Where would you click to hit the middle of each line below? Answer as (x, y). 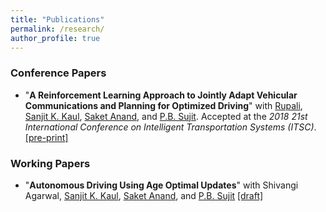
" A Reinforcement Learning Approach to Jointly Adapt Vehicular (161, 95)
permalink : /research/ (57, 29)
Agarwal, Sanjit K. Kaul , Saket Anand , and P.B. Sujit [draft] (144, 195)
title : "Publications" (57, 19)
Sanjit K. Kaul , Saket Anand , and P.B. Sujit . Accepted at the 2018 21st (166, 116)
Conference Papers (58, 73)
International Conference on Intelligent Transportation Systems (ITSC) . (170, 127)
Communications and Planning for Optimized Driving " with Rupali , (163, 105)
